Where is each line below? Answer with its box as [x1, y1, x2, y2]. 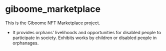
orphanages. [12, 40, 39, 46]
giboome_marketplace [5, 3, 101, 15]
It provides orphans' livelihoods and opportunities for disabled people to [12, 29, 161, 35]
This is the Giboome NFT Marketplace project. [5, 20, 100, 26]
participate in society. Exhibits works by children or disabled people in [12, 35, 157, 41]
